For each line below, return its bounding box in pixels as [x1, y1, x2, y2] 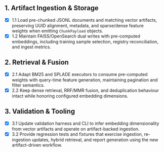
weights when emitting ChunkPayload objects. [11, 28, 103, 34]
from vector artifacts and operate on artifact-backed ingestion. [11, 126, 140, 132]
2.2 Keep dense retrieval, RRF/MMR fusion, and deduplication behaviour [11, 87, 159, 93]
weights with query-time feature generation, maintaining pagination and [11, 76, 158, 83]
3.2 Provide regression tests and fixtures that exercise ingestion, [11, 131, 143, 137]
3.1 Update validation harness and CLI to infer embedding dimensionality [11, 120, 159, 126]
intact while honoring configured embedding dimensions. [11, 93, 128, 99]
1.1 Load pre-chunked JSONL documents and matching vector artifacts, [11, 17, 158, 23]
